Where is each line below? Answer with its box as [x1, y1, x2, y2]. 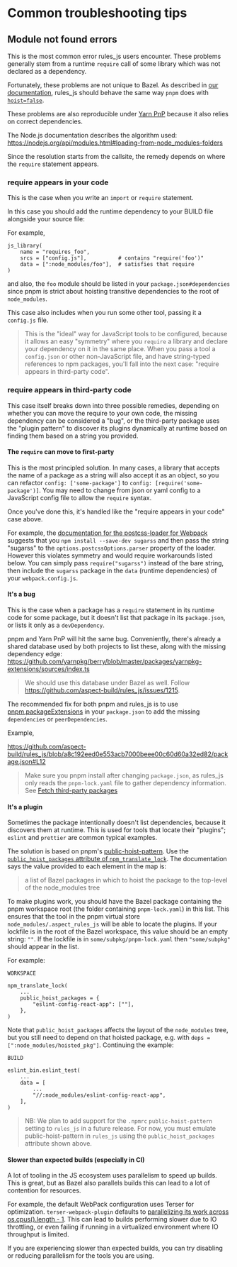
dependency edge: [7, 650, 62, 658]
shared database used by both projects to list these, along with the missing [7, 642, 226, 651]
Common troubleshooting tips [7, 5, 187, 21]
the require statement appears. [7, 160, 99, 168]
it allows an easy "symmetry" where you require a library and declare [24, 337, 229, 345]
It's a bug [7, 590, 35, 599]
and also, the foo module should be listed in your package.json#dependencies [7, 280, 231, 288]
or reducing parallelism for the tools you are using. [7, 1251, 154, 1260]
